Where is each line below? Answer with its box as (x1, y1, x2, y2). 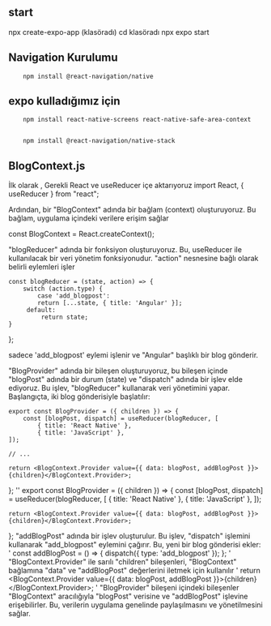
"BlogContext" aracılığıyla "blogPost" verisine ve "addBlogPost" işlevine (8, 591, 248, 602)
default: (26, 307, 57, 315)
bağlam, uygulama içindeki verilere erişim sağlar (8, 213, 170, 223)
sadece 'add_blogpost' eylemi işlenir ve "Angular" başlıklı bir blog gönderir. (8, 350, 259, 360)
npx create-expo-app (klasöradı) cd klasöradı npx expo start (8, 27, 210, 36)
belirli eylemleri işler (8, 262, 75, 272)
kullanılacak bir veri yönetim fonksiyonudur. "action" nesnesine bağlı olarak (8, 254, 259, 264)
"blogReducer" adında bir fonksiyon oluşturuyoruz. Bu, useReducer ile (8, 245, 243, 255)
